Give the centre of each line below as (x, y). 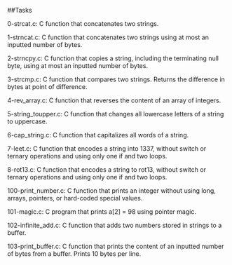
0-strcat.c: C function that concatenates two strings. (83, 23)
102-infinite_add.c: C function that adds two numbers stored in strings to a (115, 225)
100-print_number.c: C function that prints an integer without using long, (111, 191)
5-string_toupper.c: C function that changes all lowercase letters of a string (116, 114)
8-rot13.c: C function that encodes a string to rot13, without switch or (107, 170)
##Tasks (20, 10)
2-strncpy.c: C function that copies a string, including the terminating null (113, 58)
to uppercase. (27, 121)
